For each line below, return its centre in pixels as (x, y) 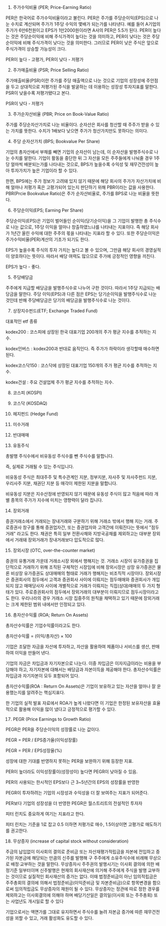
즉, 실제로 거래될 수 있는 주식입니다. (40, 466)
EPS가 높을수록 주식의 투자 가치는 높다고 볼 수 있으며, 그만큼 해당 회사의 (75, 250)
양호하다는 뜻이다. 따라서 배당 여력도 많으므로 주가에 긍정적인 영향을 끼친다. (83, 256)
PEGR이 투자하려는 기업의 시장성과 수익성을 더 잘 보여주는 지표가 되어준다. (77, 793)
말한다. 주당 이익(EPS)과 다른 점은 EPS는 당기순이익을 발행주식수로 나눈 (88, 294)
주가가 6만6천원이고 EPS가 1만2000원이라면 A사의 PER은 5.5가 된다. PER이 (79, 30)
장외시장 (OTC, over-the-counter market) (54, 550)
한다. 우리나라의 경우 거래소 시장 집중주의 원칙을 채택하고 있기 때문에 (77, 598)
